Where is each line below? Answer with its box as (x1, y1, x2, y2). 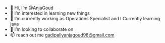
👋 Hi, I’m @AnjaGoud (10, 5, 54, 11)
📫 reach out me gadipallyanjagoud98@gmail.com (10, 32, 115, 38)
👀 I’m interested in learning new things (10, 10, 90, 16)
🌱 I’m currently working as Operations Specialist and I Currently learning (10, 16, 160, 21)
